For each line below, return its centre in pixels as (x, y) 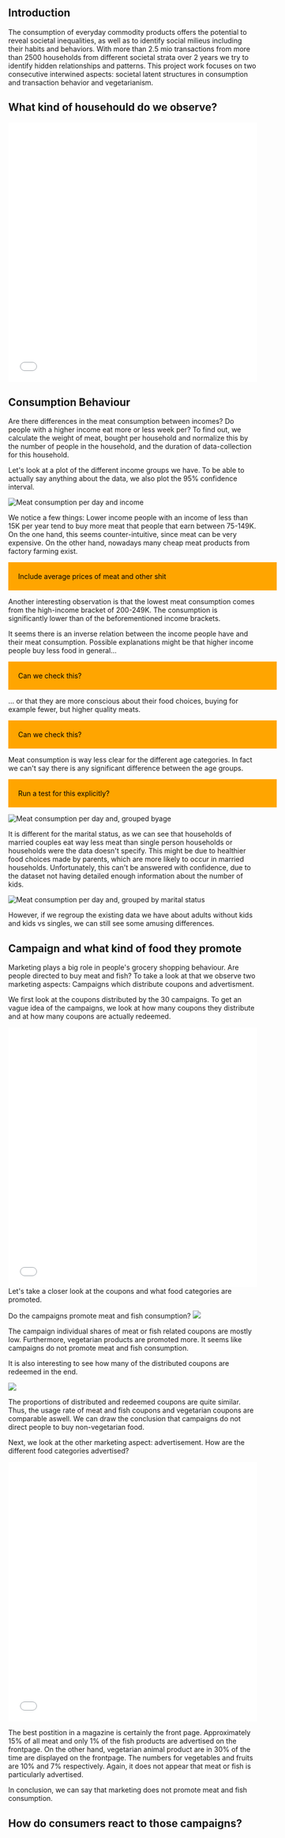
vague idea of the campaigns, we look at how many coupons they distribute (131, 1008)
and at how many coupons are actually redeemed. (90, 1016)
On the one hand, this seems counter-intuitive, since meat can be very (122, 535)
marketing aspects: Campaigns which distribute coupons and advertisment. (131, 985)
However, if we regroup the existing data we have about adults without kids (131, 915)
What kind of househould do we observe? (113, 107)
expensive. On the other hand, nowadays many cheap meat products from (129, 543)
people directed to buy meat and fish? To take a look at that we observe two (132, 976)
